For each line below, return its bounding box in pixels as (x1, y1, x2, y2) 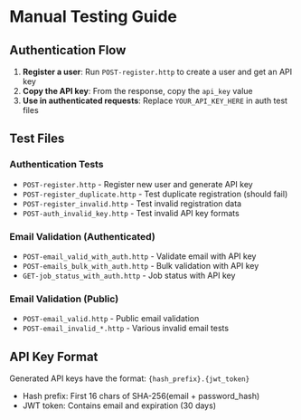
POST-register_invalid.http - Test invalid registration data (22, 197, 242, 209)
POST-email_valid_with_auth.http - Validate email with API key (22, 251, 257, 262)
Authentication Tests (9, 158, 104, 171)
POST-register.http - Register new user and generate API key (22, 178, 253, 189)
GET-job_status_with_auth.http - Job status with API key (22, 270, 236, 281)
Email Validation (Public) (9, 292, 119, 305)
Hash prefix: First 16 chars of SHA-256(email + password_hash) (22, 391, 260, 402)
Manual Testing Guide (9, 6, 178, 27)
